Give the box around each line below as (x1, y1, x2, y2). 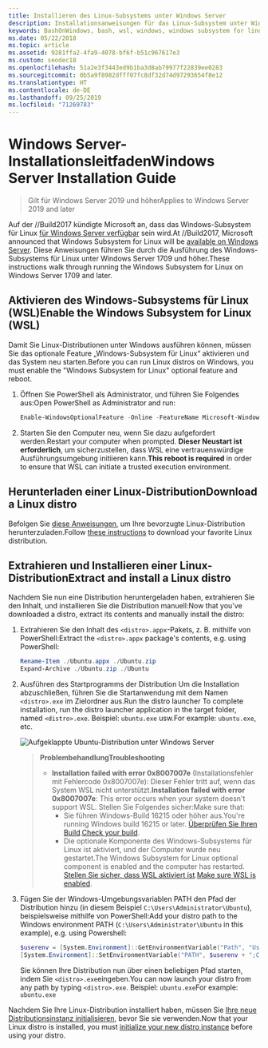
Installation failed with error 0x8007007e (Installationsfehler (51, 768, 254, 778)
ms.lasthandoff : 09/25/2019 (8, 94, 102, 102)
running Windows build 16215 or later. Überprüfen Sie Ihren (63, 819, 258, 829)
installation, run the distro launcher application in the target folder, (19, 705, 237, 715)
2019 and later (27, 205, 76, 214)
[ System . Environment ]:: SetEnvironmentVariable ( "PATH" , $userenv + (19, 951, 246, 959)
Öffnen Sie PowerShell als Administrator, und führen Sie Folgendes (19, 389, 239, 399)
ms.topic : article (8, 42, 69, 50)
